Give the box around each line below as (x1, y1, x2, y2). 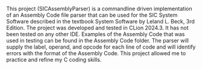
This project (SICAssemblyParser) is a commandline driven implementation (6, 5, 192, 12)
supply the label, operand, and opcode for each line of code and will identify (6, 43, 196, 50)
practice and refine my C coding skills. (6, 56, 102, 63)
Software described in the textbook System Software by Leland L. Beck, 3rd (6, 18, 195, 25)
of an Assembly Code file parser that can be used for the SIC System (6, 11, 178, 19)
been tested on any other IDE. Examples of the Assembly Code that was (6, 31, 185, 38)
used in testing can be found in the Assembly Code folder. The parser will (6, 37, 189, 44)
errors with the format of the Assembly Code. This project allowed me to (6, 50, 186, 56)
